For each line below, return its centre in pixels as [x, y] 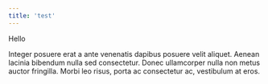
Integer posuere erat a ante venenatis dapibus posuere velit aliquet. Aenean [134, 54]
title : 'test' [32, 16]
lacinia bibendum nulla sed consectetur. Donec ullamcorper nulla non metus [134, 62]
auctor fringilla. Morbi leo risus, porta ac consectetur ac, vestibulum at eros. [134, 71]
